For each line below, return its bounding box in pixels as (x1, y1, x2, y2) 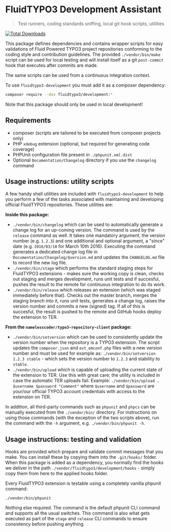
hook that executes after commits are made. (5, 62, 98, 68)
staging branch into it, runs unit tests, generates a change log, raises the (12, 298, 165, 304)
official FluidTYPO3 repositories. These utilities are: (5, 201, 113, 208)
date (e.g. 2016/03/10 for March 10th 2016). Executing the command (12, 243, 156, 250)
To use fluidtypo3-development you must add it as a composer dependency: (5, 82, 166, 88)
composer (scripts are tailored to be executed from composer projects (12, 130, 161, 136)
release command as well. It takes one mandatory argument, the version (12, 232, 165, 239)
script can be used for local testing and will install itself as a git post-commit (5, 56, 164, 63)
